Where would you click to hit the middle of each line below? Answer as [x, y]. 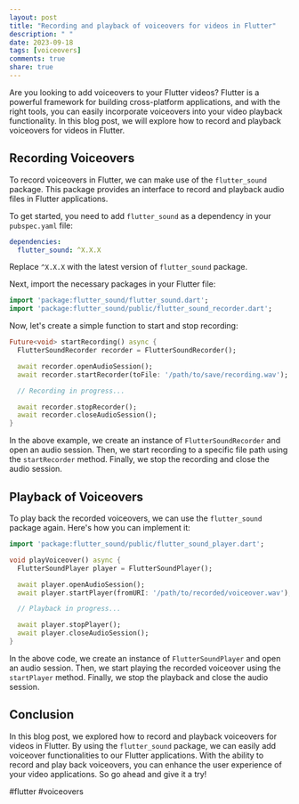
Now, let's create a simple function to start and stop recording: [124, 326]
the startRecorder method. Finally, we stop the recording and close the [139, 459]
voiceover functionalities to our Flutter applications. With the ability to [137, 755]
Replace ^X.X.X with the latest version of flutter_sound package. [128, 267]
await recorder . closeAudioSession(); [87, 415]
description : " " [41, 34]
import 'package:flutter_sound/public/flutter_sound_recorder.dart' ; [141, 309]
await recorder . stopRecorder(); [77, 407]
